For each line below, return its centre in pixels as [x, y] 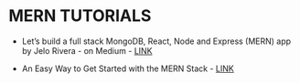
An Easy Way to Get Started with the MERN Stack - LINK [128, 68]
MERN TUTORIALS [80, 16]
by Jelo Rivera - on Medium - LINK [87, 50]
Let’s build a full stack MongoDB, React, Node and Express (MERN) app [156, 41]
